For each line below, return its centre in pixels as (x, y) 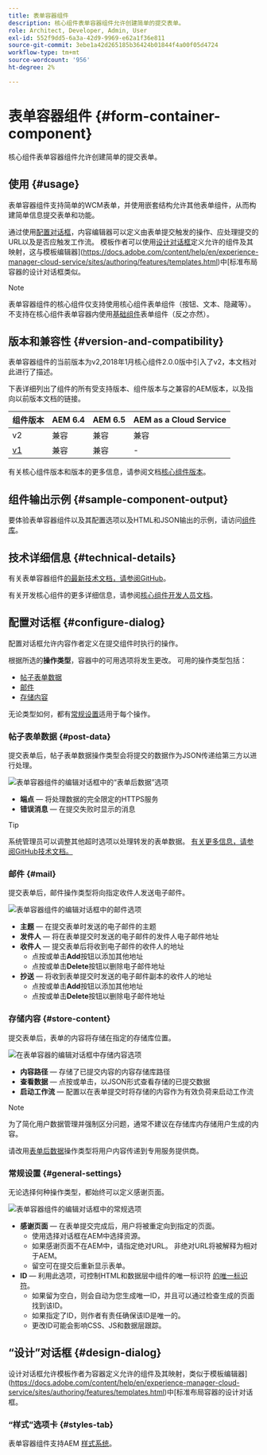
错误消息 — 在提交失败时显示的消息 (77, 809)
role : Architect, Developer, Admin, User (78, 30)
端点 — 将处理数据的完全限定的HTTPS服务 (89, 799)
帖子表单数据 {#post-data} (60, 736)
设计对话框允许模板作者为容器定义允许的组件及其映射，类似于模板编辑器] (128, 1373)
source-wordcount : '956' (49, 60)
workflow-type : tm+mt (44, 53)
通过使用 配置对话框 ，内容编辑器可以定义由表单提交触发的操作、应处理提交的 (133, 232)
